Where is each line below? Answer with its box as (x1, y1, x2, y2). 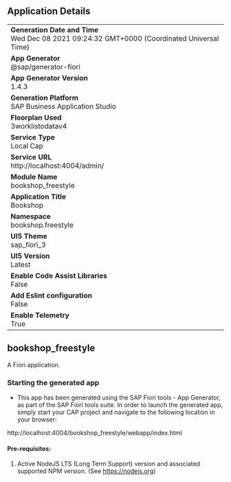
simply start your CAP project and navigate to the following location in (16, 408, 215, 416)
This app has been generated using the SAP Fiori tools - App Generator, (16, 393, 221, 402)
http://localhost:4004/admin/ (10, 161, 104, 171)
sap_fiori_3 (10, 240, 46, 250)
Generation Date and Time (10, 25, 99, 34)
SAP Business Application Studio (10, 101, 117, 111)
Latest (10, 259, 31, 269)
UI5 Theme (10, 231, 48, 241)
